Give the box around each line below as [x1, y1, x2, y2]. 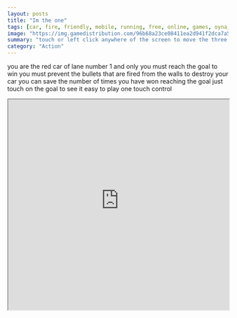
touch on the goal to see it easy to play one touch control [7, 85, 172, 93]
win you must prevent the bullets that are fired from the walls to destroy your [7, 69, 229, 78]
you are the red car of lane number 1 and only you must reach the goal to [7, 62, 218, 70]
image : [7, 29, 27, 37]
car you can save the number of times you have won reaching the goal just [7, 77, 223, 85]
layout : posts [7, 10, 49, 18]
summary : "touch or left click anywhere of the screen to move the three [7, 37, 228, 44]
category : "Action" [7, 43, 65, 50]
